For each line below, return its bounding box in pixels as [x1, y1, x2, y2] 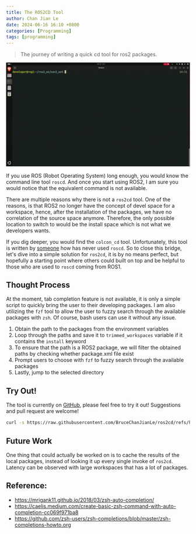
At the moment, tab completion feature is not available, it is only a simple [6, 295, 181, 302]
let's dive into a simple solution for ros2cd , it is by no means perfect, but [6, 250, 179, 257]
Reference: [6, 481, 47, 491]
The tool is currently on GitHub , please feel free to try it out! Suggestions [6, 401, 181, 409]
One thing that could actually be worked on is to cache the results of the [6, 451, 180, 459]
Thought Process [6, 280, 70, 290]
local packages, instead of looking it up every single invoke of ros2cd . [6, 457, 173, 464]
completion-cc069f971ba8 [14, 509, 79, 516]
